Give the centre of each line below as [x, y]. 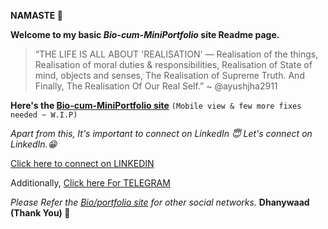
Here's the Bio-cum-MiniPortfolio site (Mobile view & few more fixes [156, 105]
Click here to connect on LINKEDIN [82, 163]
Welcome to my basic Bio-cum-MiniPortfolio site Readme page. [145, 34]
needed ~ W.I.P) [44, 115]
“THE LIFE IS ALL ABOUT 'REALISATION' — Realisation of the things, [176, 54]
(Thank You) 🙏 [40, 213]
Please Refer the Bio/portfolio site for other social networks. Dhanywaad [160, 202]
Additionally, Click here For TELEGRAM [90, 183]
